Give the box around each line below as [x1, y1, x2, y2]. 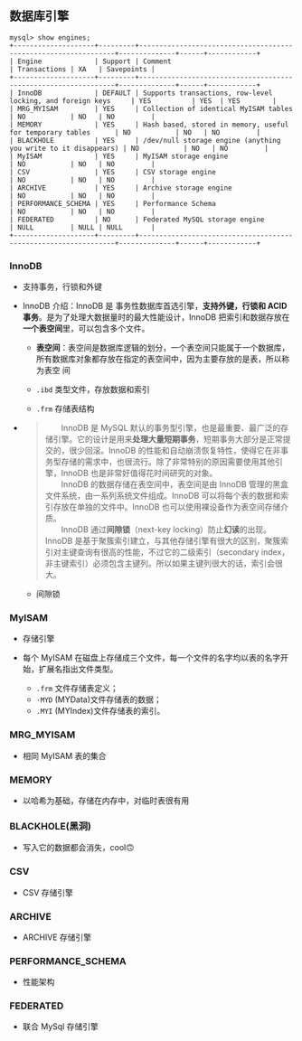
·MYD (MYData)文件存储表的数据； [35, 694, 163, 705]
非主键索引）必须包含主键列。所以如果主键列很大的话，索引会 [44, 558, 276, 569]
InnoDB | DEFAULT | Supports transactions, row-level [17, 89, 273, 98]
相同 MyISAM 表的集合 [22, 750, 107, 761]
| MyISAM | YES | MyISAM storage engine [9, 152, 229, 161]
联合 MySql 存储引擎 [22, 1021, 99, 1032]
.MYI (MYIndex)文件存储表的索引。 [35, 706, 165, 717]
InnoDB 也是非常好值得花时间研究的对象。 [61, 468, 218, 479]
